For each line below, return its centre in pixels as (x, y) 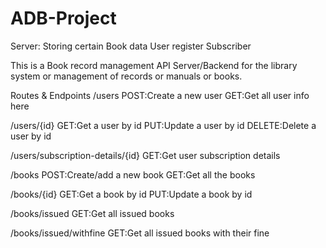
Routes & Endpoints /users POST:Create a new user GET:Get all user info (160, 95)
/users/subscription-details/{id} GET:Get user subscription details (145, 155)
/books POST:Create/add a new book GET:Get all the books (133, 174)
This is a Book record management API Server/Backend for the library (154, 65)
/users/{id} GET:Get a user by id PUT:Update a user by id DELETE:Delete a (163, 125)
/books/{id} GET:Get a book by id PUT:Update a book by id (131, 194)
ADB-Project (63, 18)
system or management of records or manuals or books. (126, 76)
